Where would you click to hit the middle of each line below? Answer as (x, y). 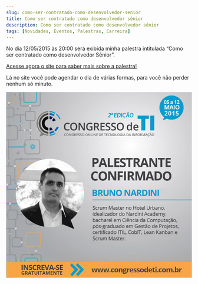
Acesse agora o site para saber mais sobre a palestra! (72, 66)
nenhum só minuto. (29, 84)
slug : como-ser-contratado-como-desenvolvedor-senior (74, 12)
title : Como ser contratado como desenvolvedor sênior (75, 19)
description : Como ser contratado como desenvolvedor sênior (83, 25)
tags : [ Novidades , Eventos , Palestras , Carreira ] (68, 31)
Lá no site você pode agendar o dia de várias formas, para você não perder (98, 78)
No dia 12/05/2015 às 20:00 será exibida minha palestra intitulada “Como (95, 49)
